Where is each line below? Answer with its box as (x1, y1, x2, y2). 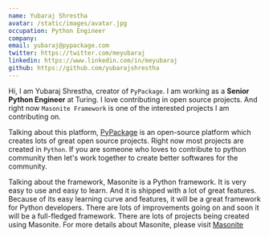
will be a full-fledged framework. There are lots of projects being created (8, 210, 250, 221)
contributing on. (8, 112, 62, 121)
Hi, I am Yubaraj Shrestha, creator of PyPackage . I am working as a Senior (8, 86, 250, 96)
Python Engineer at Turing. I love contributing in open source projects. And (8, 94, 258, 104)
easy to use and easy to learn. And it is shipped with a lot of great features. (8, 186, 257, 195)
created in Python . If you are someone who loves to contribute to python (8, 144, 247, 153)
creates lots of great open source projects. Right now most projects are (8, 136, 244, 145)
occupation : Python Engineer (8, 27, 106, 35)
